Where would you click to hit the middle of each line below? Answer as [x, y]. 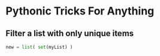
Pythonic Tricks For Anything [80, 11]
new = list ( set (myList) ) [39, 47]
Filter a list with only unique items [70, 33]
